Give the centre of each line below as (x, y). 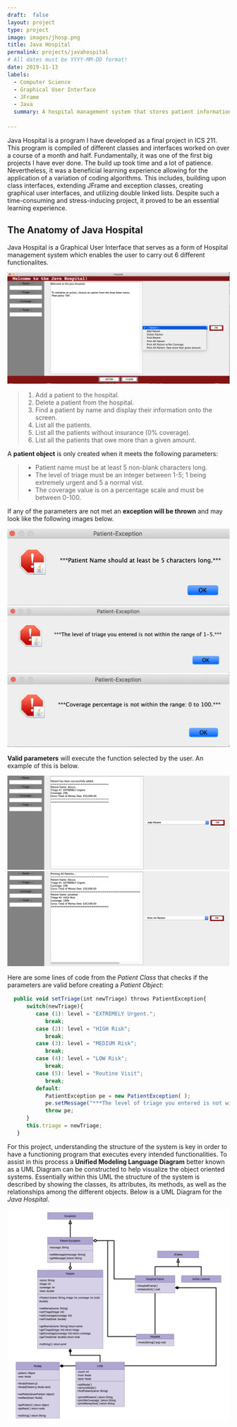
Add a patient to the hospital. (77, 395)
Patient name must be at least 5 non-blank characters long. (121, 467)
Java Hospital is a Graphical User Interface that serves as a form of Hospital (117, 247)
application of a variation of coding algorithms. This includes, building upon (117, 177)
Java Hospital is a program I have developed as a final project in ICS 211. (112, 140)
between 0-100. (58, 498)
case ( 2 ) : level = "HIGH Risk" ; (83, 1029)
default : (48, 1088)
